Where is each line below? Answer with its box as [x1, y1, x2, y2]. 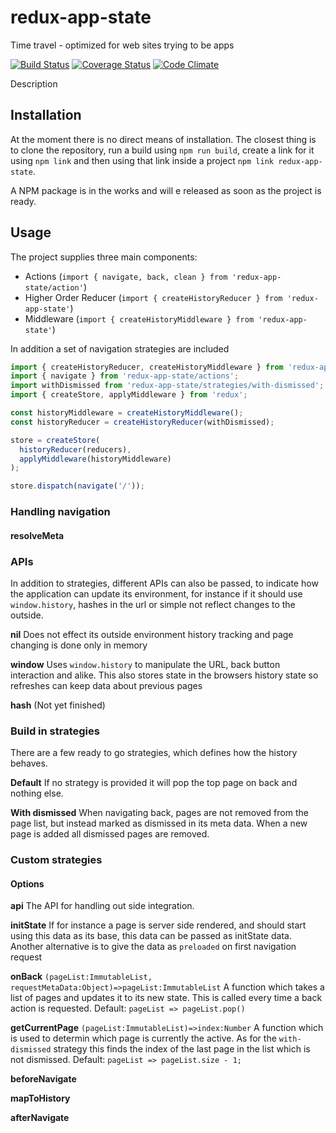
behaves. [10, 757, 48, 770]
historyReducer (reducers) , [19, 444, 132, 455]
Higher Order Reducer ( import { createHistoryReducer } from [24, 291, 283, 303]
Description [10, 77, 58, 90]
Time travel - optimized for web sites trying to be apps [10, 39, 235, 51]
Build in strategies [10, 724, 100, 738]
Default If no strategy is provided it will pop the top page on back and [10, 777, 298, 789]
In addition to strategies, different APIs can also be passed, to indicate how [10, 577, 319, 589]
